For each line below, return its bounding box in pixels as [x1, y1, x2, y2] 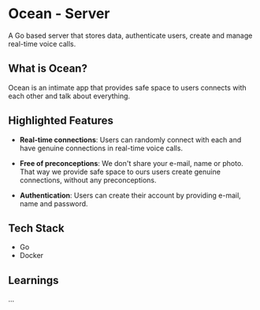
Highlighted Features [8, 114, 114, 127]
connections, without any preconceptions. [19, 175, 157, 185]
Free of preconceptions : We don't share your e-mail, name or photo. [19, 158, 244, 168]
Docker [19, 251, 44, 260]
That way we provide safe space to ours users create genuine [19, 167, 221, 176]
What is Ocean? [8, 62, 88, 76]
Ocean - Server [8, 5, 110, 23]
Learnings [8, 273, 59, 287]
